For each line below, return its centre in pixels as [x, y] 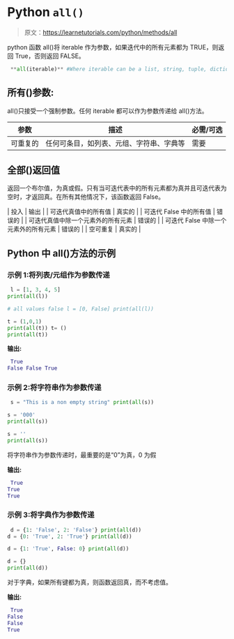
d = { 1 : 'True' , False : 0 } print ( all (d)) [68, 549]
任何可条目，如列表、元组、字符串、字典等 [116, 143]
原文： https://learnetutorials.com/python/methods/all [101, 32]
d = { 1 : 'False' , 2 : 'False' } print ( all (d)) [76, 530]
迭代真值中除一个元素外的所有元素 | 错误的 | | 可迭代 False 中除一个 [131, 220]
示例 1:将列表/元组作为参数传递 [58, 275]
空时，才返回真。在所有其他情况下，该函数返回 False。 [86, 197]
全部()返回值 [34, 171]
